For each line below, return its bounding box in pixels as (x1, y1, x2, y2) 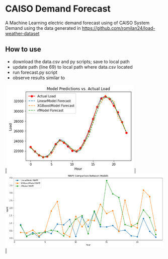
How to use (5, 45, 41, 54)
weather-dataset (5, 30, 40, 36)
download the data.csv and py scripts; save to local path (12, 59, 130, 65)
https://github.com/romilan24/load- (81, 25, 155, 31)
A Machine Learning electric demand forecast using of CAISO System (5, 20, 150, 26)
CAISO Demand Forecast (5, 3, 111, 15)
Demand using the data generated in (5, 25, 81, 31)
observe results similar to (12, 74, 65, 81)
